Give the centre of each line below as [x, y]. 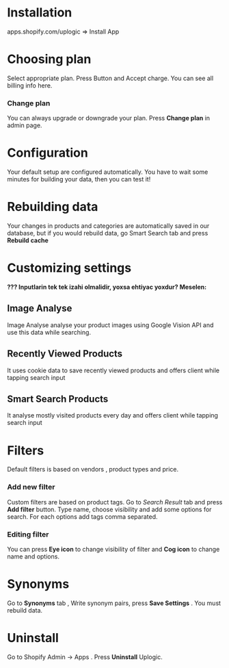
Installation [40, 13]
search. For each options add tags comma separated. [83, 516]
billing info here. [30, 85]
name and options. [33, 556]
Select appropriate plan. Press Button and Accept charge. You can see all [110, 78]
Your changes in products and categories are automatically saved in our [108, 226]
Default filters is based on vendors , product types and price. [93, 470]
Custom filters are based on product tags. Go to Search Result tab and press [115, 502]
